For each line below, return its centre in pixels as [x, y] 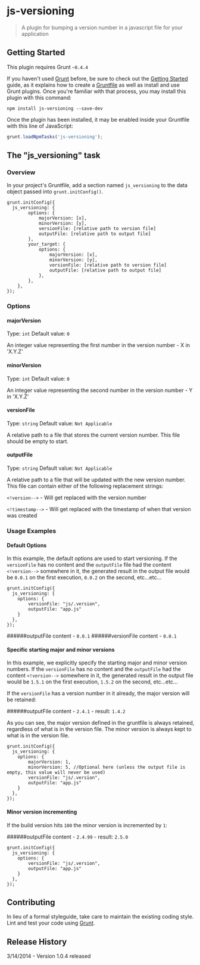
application [35, 33]
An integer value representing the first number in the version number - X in [98, 345]
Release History [37, 941]
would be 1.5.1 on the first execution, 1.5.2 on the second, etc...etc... [92, 682]
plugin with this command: [39, 97]
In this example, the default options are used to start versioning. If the [92, 558]
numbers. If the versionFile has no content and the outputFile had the [94, 669]
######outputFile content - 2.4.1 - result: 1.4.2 [66, 712]
